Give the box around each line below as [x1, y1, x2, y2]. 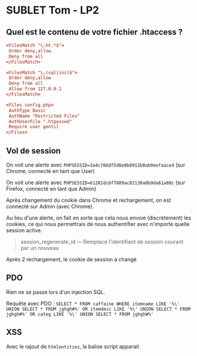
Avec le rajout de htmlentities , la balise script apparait [6, 342, 139, 350]
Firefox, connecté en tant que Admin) [6, 185, 96, 192]
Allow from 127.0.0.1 [8, 86, 62, 92]
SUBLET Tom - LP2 [6, 4, 99, 17]
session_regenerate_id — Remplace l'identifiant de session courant [20, 238, 183, 245]
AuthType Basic [8, 107, 46, 114]
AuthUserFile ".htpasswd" [8, 118, 72, 124]
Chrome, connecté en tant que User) [6, 167, 95, 174]
